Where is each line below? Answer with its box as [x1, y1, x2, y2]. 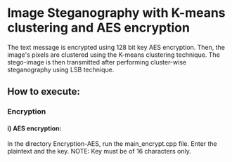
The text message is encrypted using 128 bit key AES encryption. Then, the [7, 43, 226, 51]
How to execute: [7, 86, 81, 97]
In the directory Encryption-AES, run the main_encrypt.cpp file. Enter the [7, 140, 218, 148]
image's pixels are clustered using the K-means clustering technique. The [7, 50, 220, 59]
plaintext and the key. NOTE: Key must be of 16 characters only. [7, 147, 191, 156]
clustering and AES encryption [7, 20, 190, 36]
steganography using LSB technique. [7, 65, 115, 74]
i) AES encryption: [7, 124, 62, 133]
